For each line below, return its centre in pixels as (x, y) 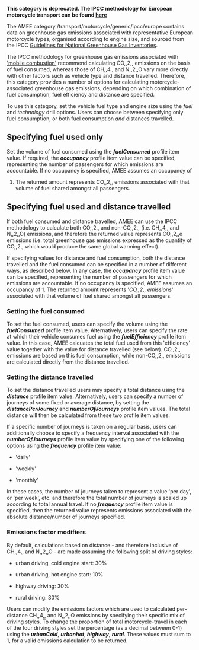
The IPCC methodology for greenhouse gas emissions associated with (93, 57)
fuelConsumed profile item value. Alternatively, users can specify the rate (97, 330)
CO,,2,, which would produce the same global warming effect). (83, 246)
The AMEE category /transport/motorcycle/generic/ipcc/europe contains (96, 26)
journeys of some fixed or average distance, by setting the (78, 403)
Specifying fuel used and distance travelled (89, 207)
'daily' (23, 457)
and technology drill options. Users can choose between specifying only (95, 112)
